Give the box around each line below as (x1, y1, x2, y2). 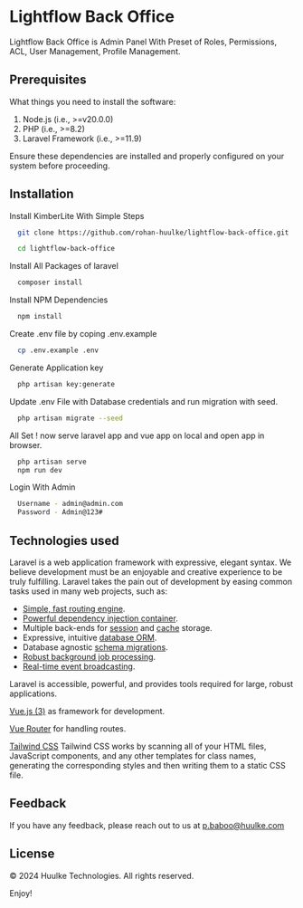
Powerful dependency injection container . (22, 613, 178, 624)
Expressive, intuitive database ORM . (22, 632, 157, 643)
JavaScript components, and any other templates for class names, (9, 750, 257, 761)
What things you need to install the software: (9, 96, 176, 107)
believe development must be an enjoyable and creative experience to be (9, 567, 283, 577)
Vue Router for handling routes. (9, 723, 127, 734)
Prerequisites (9, 72, 87, 88)
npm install (17, 312, 63, 321)
